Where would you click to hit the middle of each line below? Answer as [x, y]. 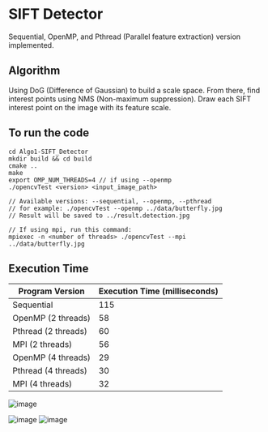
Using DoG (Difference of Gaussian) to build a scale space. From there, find [134, 90]
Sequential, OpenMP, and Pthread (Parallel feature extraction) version [125, 36]
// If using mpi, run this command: [70, 229]
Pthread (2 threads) [50, 331]
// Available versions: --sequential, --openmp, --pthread [110, 201]
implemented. [31, 45]
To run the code [49, 133]
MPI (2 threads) [43, 344]
